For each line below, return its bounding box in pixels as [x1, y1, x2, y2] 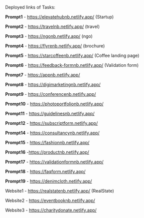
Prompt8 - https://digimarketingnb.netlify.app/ [5, 82, 101, 87]
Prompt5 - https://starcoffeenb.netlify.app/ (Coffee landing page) [5, 52, 140, 58]
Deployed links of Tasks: [5, 4, 56, 10]
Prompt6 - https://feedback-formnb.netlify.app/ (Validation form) [5, 62, 139, 68]
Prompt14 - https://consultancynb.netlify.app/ [5, 130, 100, 136]
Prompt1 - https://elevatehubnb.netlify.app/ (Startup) [5, 14, 114, 19]
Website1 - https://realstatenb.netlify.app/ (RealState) [5, 188, 115, 194]
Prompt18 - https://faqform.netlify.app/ [5, 169, 86, 174]
